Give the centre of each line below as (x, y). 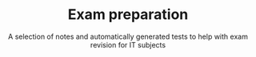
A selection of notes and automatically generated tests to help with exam (128, 36)
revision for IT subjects (128, 44)
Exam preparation (128, 15)
